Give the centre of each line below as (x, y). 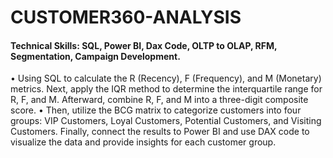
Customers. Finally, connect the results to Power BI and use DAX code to (160, 132)
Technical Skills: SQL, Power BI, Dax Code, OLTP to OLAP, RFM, (144, 45)
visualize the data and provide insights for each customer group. (143, 142)
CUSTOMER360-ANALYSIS (126, 17)
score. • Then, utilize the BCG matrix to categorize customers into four (156, 110)
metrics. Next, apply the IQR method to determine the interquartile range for (166, 89)
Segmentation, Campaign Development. (95, 56)
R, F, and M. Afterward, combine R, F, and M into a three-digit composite (159, 100)
